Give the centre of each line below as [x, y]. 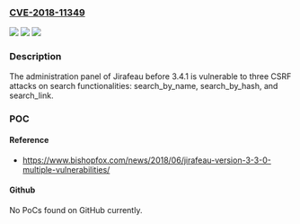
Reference [29, 140]
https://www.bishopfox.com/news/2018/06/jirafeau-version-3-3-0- [146, 160]
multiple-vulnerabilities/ [66, 169]
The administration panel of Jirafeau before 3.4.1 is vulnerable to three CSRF [150, 76]
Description [35, 57]
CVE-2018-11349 [47, 13]
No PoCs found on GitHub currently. [76, 210]
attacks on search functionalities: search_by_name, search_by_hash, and [144, 85]
